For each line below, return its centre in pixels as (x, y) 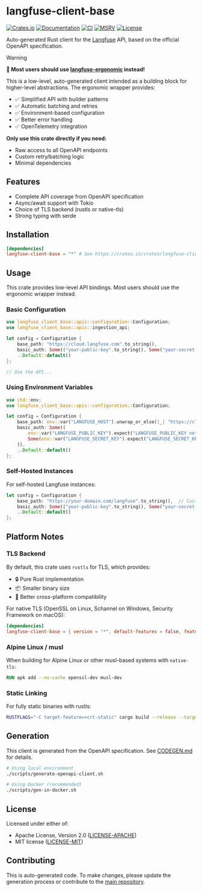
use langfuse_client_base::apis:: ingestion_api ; (68, 328)
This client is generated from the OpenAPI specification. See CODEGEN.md (99, 750)
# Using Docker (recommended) (44, 785)
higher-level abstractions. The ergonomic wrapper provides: (81, 87)
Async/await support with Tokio (54, 203)
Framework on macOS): (35, 615)
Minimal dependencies (43, 163)
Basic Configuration (36, 310)
